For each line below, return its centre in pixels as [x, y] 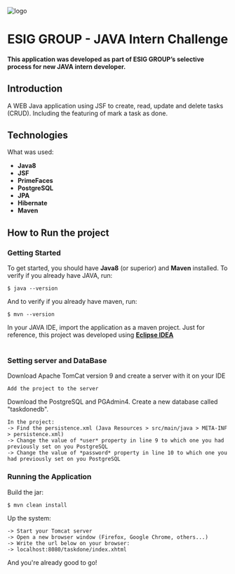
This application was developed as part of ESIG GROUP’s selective [106, 59]
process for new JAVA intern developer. [67, 66]
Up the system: [29, 518]
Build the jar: [26, 492]
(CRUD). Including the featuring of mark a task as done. [88, 113]
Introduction [35, 89]
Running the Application [49, 477]
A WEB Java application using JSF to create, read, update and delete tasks [115, 106]
